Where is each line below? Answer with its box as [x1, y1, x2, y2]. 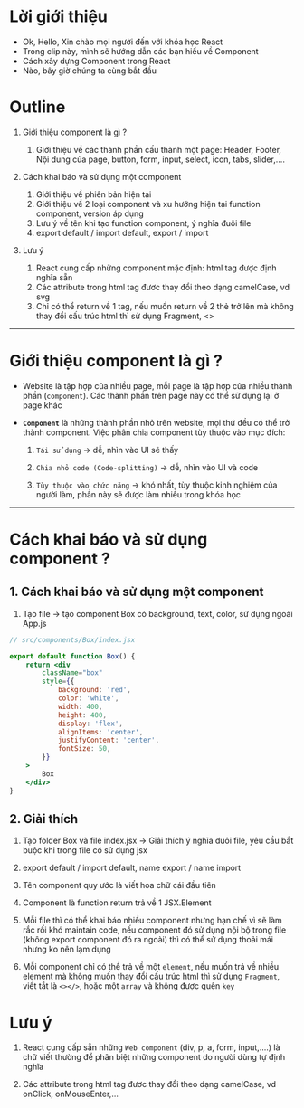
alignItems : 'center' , [57, 727, 144, 736]
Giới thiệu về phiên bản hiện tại [35, 188, 152, 200]
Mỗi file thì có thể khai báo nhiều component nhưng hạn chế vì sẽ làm [22, 915, 282, 926]
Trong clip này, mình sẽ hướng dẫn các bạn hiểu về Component [22, 45, 260, 56]
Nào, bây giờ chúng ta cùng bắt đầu [22, 65, 157, 76]
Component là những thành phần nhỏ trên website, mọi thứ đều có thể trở [22, 417, 290, 428]
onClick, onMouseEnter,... [22, 1088, 119, 1100]
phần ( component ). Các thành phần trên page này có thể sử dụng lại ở [22, 390, 280, 401]
